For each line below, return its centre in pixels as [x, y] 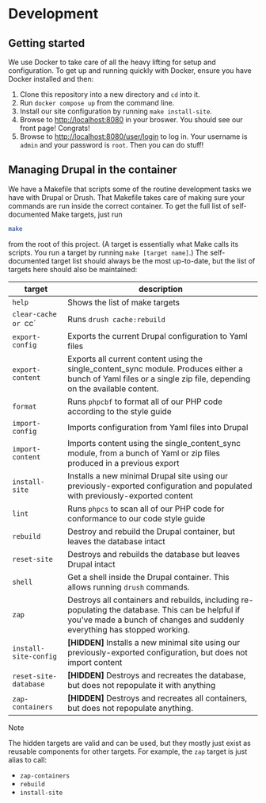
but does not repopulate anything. [130, 708]
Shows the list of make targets [123, 302]
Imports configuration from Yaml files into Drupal [158, 427]
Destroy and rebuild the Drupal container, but [151, 531]
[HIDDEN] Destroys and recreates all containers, [157, 697]
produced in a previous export [123, 463]
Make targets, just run [87, 214]
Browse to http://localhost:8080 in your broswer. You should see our [131, 119]
